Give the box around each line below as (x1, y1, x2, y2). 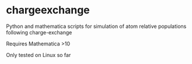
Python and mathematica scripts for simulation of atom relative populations (6, 23, 187, 30)
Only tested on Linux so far (6, 51, 71, 58)
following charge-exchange (6, 29, 72, 35)
